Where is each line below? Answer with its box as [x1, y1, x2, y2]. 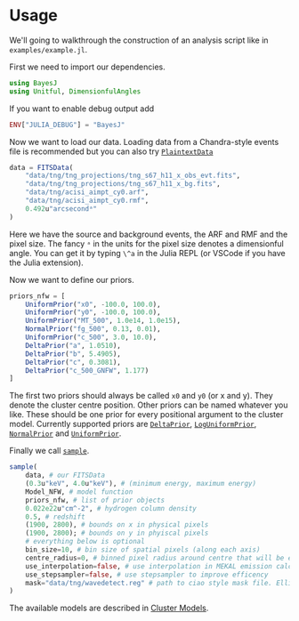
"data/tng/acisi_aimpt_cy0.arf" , [25, 188, 149, 197]
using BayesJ [9, 78, 58, 87]
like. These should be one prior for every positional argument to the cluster [9, 409, 284, 420]
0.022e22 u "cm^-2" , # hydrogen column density [25, 504, 198, 512]
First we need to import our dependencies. [9, 61, 166, 72]
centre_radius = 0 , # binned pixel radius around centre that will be [25, 553, 285, 562]
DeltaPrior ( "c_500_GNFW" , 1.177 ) [25, 366, 149, 375]
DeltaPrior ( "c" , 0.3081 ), [25, 358, 122, 367]
